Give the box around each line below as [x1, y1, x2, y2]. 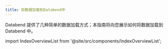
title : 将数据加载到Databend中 [5, 7, 65, 12]
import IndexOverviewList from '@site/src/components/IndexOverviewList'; [5, 38, 162, 44]
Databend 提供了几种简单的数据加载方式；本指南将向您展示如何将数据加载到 [5, 21, 163, 27]
